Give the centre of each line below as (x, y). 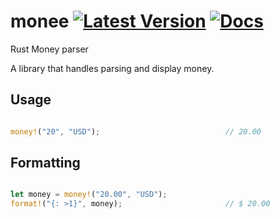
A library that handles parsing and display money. (112, 68)
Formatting (45, 163)
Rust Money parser (49, 49)
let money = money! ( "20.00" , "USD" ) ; (89, 195)
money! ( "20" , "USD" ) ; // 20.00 (136, 131)
